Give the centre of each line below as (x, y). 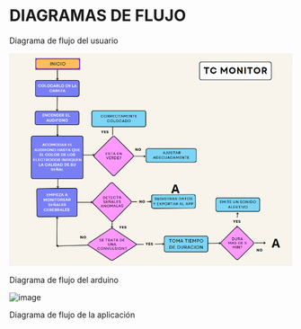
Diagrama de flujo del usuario (64, 40)
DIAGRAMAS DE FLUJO (98, 16)
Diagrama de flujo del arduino (64, 280)
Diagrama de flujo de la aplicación (72, 315)
